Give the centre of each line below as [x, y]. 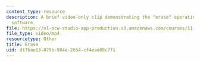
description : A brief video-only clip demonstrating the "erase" [89, 17]
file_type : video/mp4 [33, 34]
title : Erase [22, 45]
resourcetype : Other [32, 39]
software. [24, 22]
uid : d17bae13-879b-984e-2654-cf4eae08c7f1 [61, 50]
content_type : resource [36, 12]
